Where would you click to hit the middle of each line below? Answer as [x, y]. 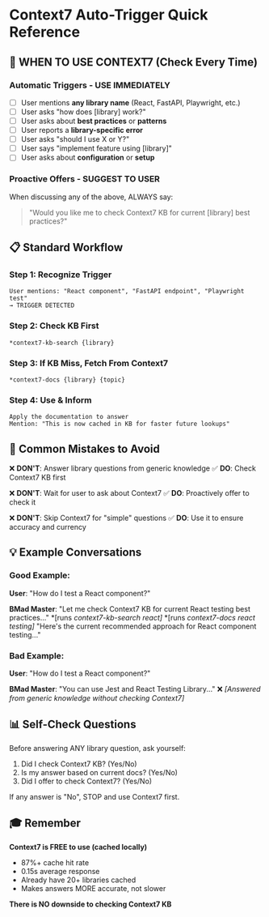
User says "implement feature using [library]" [97, 148]
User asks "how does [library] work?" [83, 112]
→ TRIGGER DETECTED [42, 305]
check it [23, 502]
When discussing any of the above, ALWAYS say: [91, 197]
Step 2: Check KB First [54, 326]
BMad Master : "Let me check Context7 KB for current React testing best [130, 608]
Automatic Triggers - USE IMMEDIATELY [90, 85]
